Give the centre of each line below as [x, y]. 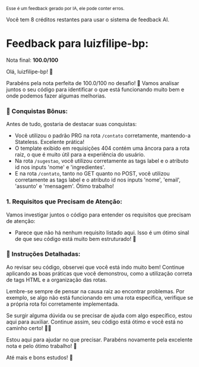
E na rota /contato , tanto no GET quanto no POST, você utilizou [92, 174]
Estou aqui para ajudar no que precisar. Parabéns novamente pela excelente [99, 340]
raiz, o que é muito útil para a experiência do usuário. [80, 155]
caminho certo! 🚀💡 [29, 328]
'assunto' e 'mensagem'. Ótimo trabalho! [64, 186]
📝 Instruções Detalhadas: [43, 254]
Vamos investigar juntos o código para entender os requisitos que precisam [99, 215]
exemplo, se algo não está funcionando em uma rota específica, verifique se [100, 297]
